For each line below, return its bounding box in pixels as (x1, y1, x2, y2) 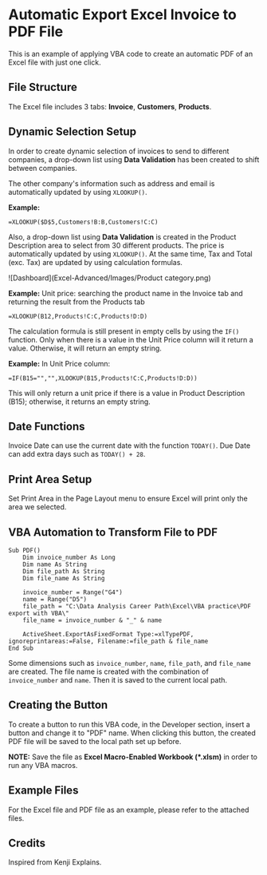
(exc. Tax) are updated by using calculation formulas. (8, 257, 183, 267)
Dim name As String (22, 560, 88, 568)
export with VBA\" (8, 609, 69, 617)
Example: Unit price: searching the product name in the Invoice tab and (8, 288, 243, 298)
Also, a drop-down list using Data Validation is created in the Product (8, 232, 237, 241)
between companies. (8, 163, 77, 172)
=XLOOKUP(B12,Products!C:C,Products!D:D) (8, 312, 148, 320)
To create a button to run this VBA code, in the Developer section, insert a (8, 719, 251, 729)
